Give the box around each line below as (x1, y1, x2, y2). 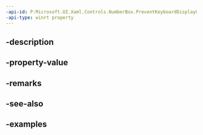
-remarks (5, 78, 42, 88)
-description (5, 37, 54, 47)
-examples (5, 119, 47, 130)
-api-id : (5, 8, 28, 15)
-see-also (5, 99, 44, 109)
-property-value (5, 58, 68, 68)
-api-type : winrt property (5, 15, 74, 21)
